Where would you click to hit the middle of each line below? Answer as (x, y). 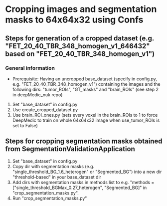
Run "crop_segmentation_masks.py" (50, 198)
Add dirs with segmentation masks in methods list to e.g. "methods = (83, 182)
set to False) (25, 125)
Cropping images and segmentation (81, 9)
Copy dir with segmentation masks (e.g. (53, 166)
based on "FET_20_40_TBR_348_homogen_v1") (80, 54)
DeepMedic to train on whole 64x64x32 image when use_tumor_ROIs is (86, 120)
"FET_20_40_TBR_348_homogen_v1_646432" (78, 46)
